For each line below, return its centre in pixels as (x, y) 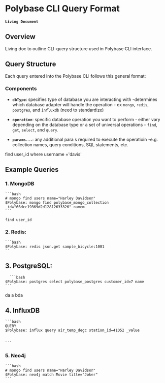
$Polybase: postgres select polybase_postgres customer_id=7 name (75, 282)
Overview (20, 37)
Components (21, 89)
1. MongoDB (20, 184)
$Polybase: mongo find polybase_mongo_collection (57, 202)
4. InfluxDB (23, 311)
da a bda (14, 295)
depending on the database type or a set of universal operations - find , (85, 125)
